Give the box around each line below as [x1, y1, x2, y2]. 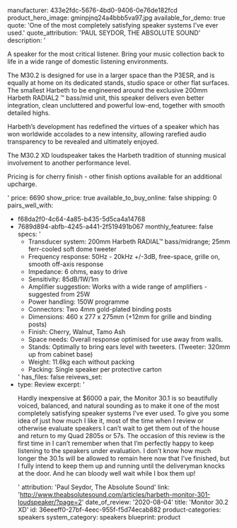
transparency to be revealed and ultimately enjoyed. [7, 137, 159, 146]
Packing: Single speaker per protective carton [28, 365, 162, 374]
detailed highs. [7, 109, 51, 117]
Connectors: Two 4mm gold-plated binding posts [28, 305, 172, 314]
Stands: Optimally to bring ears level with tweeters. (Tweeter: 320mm [28, 343, 231, 351]
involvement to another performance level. [7, 159, 132, 167]
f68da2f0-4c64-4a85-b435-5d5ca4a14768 [17, 215, 146, 223]
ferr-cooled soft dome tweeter [28, 245, 117, 253]
